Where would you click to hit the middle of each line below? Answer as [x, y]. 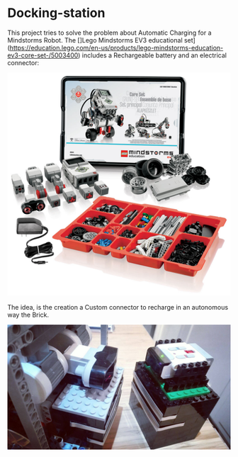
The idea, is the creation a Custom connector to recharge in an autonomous [118, 307]
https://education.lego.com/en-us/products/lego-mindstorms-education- [117, 47]
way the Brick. [28, 315]
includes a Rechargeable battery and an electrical [154, 55]
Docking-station [56, 13]
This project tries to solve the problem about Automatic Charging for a [109, 33]
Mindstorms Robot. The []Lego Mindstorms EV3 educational [95, 40]
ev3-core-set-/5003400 [43, 55]
